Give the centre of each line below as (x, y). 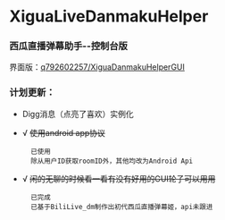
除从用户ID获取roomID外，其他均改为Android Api (112, 161)
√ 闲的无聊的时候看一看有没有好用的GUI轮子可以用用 (119, 178)
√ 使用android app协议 (63, 132)
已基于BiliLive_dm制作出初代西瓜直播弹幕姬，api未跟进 (122, 207)
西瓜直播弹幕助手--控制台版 (68, 47)
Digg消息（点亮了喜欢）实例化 (78, 114)
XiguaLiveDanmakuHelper (109, 17)
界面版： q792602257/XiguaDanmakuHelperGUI (97, 67)
